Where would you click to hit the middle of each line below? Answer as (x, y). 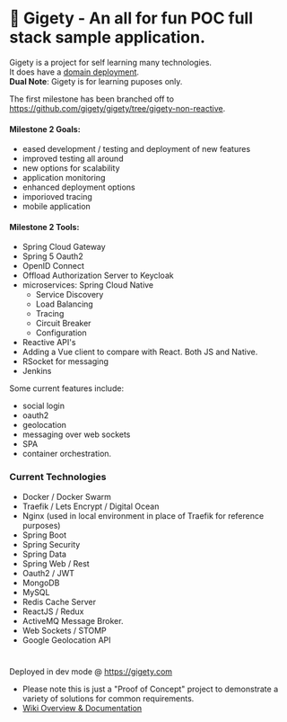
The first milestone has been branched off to (92, 99)
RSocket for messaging (65, 361)
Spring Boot (44, 535)
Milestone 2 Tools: (44, 227)
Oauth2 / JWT (48, 573)
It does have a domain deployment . (74, 72)
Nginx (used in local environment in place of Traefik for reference (143, 515)
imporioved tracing (57, 197)
